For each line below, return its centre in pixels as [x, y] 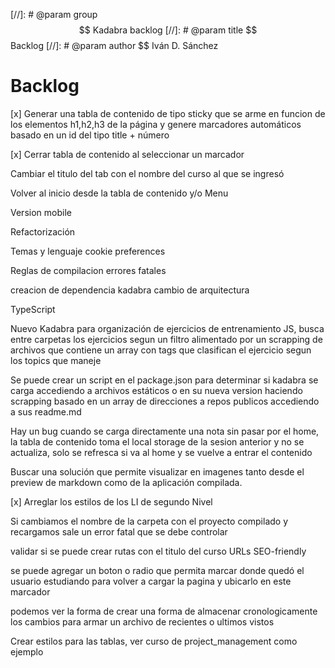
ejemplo [27, 651]
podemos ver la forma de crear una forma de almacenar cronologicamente [164, 611]
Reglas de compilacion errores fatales [88, 270]
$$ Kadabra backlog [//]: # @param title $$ [168, 30]
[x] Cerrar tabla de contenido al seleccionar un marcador [127, 154]
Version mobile [41, 212]
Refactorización [43, 231]
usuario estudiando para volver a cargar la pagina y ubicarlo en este [151, 581]
